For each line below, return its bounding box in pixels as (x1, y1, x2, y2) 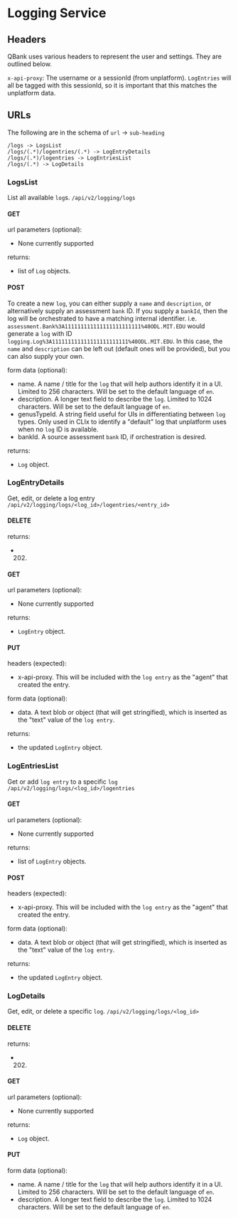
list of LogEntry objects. (17, 856, 87, 866)
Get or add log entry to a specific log (7, 777, 119, 786)
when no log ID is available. (17, 425, 99, 434)
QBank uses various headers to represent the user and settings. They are (7, 52, 222, 61)
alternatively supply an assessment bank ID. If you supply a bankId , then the (7, 306, 228, 315)
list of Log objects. (17, 267, 71, 275)
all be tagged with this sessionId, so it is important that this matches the (7, 81, 217, 90)
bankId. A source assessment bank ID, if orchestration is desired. (17, 432, 207, 441)
